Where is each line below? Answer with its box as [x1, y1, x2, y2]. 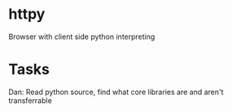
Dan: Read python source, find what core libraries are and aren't [8, 87, 224, 97]
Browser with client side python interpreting [8, 32, 155, 41]
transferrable [8, 95, 53, 106]
